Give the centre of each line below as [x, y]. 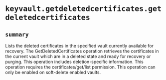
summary [17, 34]
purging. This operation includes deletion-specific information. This [74, 62]
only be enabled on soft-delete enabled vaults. [53, 72]
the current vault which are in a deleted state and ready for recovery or [78, 56]
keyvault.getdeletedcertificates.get [83, 9]
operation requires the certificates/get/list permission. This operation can [80, 67]
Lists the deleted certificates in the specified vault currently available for [79, 46]
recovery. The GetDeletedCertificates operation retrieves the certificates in [82, 51]
